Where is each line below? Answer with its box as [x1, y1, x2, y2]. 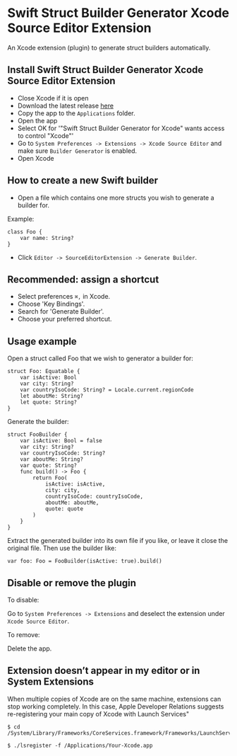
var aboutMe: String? [20, 456, 83, 463]
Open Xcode [17, 154, 54, 162]
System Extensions [7, 676, 94, 688]
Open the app [17, 116, 58, 125]
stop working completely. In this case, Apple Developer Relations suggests [7, 702, 224, 711]
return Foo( [32, 474, 68, 482]
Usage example [7, 335, 78, 348]
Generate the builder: [7, 418, 69, 426]
